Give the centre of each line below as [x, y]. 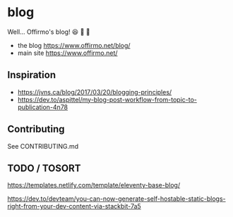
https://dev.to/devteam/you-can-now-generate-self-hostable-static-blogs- [116, 199]
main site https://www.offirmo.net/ [67, 53]
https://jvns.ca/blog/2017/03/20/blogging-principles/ [95, 92]
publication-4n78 [43, 107]
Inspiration [32, 75]
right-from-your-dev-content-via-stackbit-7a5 [74, 206]
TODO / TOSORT [44, 168]
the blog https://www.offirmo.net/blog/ [74, 45]
